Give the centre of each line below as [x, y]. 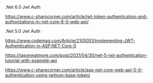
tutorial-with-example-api [31, 60]
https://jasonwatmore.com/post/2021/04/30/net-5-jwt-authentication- [76, 55]
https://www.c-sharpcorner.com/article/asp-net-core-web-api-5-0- [74, 70]
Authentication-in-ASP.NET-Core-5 [41, 46]
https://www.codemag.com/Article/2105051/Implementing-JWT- [70, 41]
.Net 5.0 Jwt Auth [23, 31]
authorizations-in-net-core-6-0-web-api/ [47, 22]
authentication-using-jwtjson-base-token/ [48, 75]
